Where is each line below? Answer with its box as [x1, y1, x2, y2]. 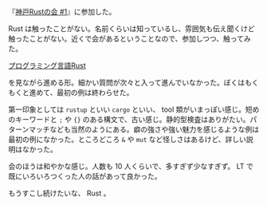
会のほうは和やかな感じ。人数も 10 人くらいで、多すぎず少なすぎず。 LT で [8, 162, 253, 171]
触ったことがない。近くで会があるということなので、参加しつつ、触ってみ [8, 34, 251, 43]
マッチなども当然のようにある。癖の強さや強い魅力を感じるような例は [29, 124, 260, 134]
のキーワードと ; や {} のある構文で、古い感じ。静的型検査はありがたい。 [8, 115, 250, 124]
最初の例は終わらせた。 [57, 88, 134, 97]
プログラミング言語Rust [8, 61, 86, 70]
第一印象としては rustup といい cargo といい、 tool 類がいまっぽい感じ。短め [8, 104, 260, 114]
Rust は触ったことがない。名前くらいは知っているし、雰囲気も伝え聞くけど [8, 24, 255, 34]
